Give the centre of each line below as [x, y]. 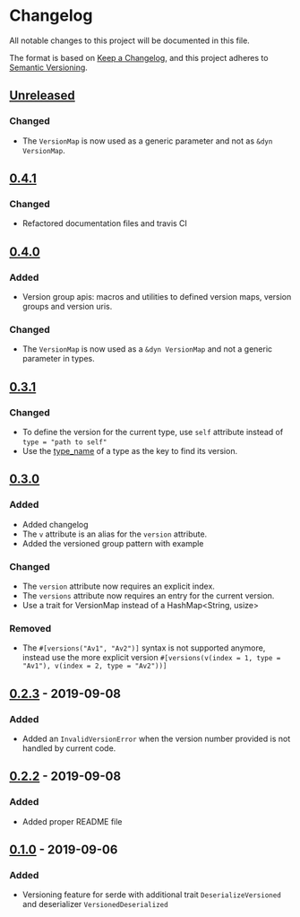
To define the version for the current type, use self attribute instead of [153, 432]
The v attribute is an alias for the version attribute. [115, 534]
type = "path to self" [64, 442]
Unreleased [43, 96]
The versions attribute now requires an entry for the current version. [148, 595]
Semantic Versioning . [48, 67]
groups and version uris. [67, 306]
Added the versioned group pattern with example [113, 543]
